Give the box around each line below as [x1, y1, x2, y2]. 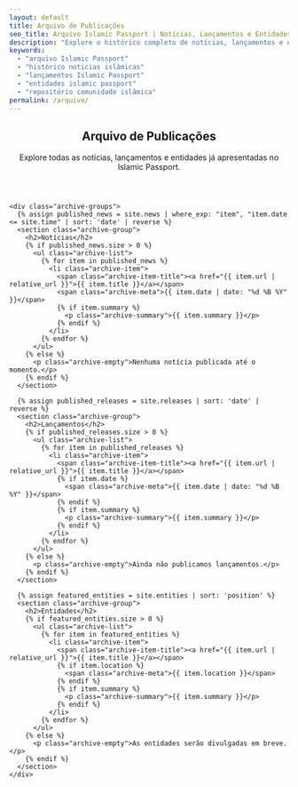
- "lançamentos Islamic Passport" [17, 71, 145, 80]
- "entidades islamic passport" [17, 79, 137, 88]
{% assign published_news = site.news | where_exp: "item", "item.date [17, 210, 288, 219]
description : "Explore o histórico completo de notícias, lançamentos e [9, 37, 284, 47]
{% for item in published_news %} [41, 257, 169, 266]
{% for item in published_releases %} [41, 444, 184, 453]
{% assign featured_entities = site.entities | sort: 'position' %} [17, 591, 276, 600]
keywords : [9, 46, 46, 55]
